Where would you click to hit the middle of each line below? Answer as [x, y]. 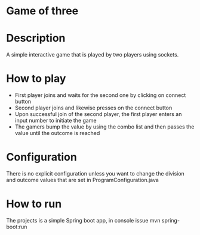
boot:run [17, 227]
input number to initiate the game [56, 121]
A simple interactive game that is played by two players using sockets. [93, 55]
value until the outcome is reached [57, 133]
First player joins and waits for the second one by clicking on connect [100, 95]
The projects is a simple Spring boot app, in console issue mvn [83, 220]
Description [36, 38]
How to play [36, 79]
